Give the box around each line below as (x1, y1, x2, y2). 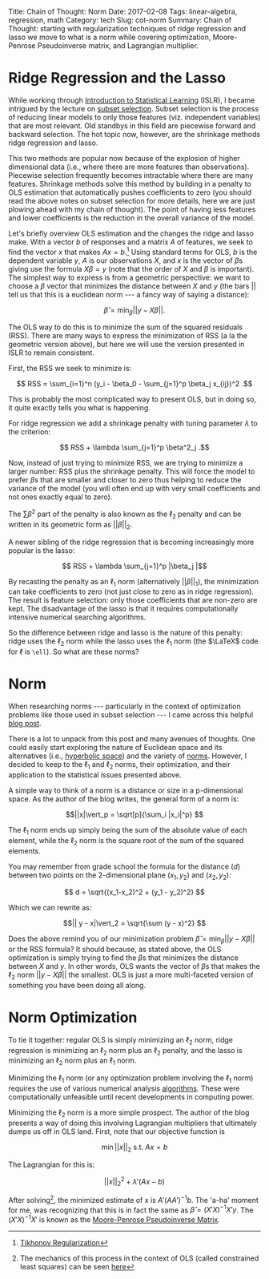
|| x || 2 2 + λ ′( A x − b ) (103, 1175, 166, 1188)
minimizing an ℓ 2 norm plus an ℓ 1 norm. (8, 1055, 137, 1067)
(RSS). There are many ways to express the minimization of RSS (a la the (8, 331, 248, 341)
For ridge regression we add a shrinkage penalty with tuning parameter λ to (8, 418, 258, 428)
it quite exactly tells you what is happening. (8, 403, 151, 413)
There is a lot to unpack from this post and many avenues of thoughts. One (8, 734, 256, 744)
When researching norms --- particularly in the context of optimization (8, 701, 242, 712)
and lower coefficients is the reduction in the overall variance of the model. (8, 212, 255, 223)
